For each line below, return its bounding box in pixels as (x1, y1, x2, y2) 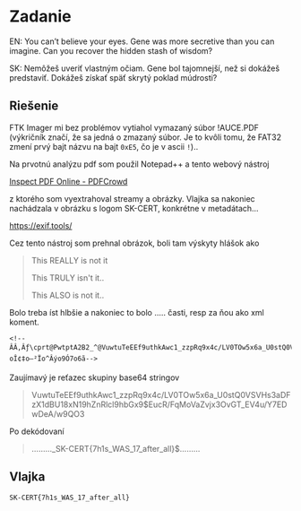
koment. (9, 316, 40, 327)
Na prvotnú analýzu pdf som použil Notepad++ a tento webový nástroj (9, 159, 270, 169)
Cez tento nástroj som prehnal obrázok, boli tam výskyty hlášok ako (9, 238, 260, 248)
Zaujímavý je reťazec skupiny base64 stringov (9, 372, 180, 383)
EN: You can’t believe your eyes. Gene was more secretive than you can (9, 36, 275, 47)
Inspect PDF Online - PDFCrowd (9, 176, 128, 186)
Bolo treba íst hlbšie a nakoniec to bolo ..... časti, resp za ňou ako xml (9, 307, 264, 317)
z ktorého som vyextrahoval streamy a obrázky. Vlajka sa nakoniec (9, 193, 255, 204)
